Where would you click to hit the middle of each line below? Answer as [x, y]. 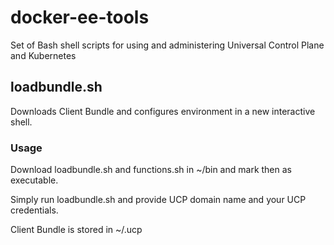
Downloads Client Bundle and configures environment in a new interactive [163, 111]
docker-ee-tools [80, 17]
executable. [34, 180]
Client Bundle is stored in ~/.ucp [76, 230]
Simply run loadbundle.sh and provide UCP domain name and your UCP [158, 200]
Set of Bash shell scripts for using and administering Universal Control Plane [167, 45]
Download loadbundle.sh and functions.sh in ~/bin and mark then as [151, 170]
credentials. [34, 210]
